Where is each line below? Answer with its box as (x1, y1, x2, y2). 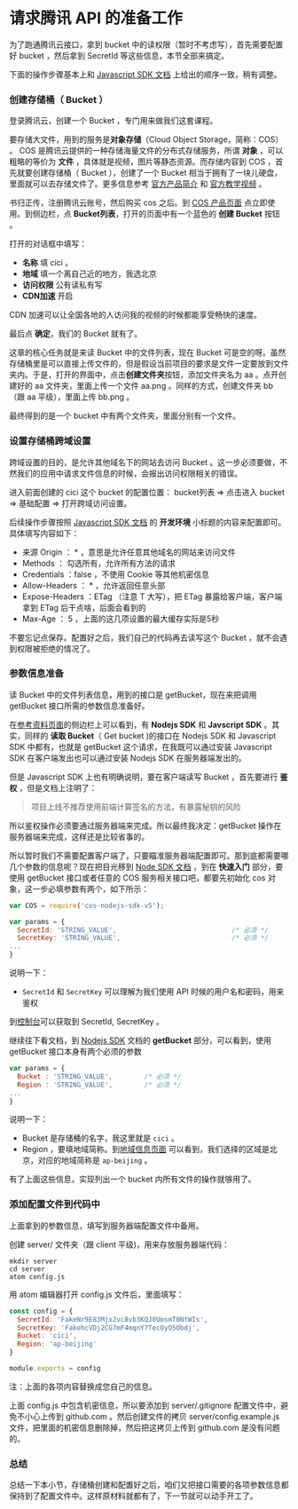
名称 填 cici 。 (21, 257, 74, 268)
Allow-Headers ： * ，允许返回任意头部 (21, 580, 166, 590)
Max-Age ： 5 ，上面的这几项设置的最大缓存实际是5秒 (21, 613, 220, 624)
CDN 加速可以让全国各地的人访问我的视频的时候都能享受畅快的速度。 (9, 310, 262, 320)
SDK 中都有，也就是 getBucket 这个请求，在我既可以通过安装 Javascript (9, 741, 272, 752)
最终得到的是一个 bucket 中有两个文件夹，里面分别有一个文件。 (9, 410, 241, 422)
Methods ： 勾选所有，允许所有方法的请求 (21, 557, 176, 568)
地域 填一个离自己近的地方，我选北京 (21, 268, 157, 280)
